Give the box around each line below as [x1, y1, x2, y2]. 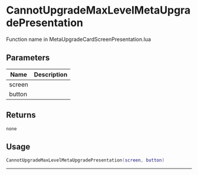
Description [34, 70, 68, 79]
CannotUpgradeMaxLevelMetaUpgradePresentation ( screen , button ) [6, 157, 165, 163]
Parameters [6, 53, 50, 63]
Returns [6, 110, 37, 120]
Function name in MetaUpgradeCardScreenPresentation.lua [6, 35, 151, 43]
